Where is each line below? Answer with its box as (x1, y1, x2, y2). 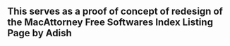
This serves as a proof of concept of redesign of (7, 6, 224, 17)
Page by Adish (7, 27, 72, 39)
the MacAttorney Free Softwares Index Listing (7, 17, 214, 29)
